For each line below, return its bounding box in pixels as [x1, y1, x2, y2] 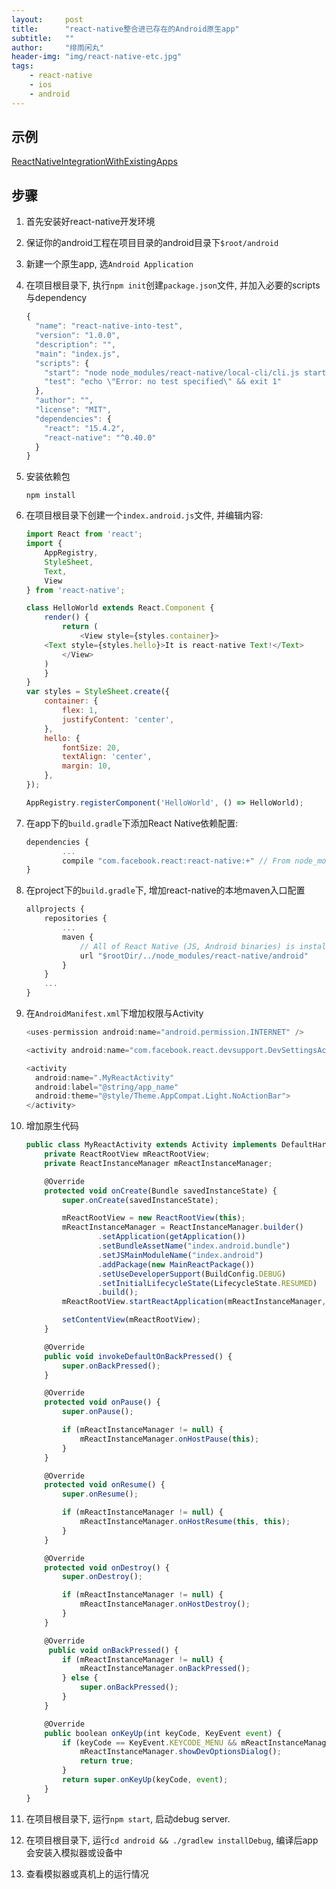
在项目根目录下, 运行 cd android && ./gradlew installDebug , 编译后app [25, 1834, 319, 1846]
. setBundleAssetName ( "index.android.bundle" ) [97, 1241, 291, 1251]
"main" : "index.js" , [35, 349, 121, 359]
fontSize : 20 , [62, 742, 121, 753]
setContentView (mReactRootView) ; [62, 1315, 202, 1325]
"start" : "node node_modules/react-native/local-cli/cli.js [44, 367, 300, 378]
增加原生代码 [25, 1120, 79, 1132]
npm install [25, 491, 76, 501]
